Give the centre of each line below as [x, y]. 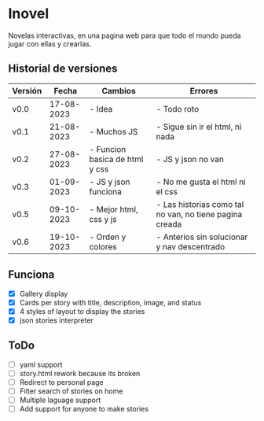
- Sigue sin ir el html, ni [199, 127]
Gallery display [44, 294]
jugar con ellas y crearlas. [50, 43]
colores [103, 246]
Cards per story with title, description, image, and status [110, 302]
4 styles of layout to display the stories [82, 311]
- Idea [101, 109]
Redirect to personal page [61, 382]
